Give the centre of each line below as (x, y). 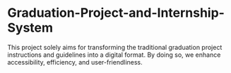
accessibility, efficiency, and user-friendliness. (75, 62)
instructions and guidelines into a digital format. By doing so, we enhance (114, 55)
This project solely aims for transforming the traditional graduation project (115, 47)
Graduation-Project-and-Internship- (116, 13)
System (30, 28)
